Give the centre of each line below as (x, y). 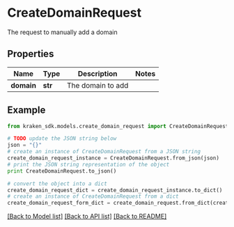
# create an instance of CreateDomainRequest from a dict (93, 196)
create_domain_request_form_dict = (59, 203)
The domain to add (98, 85)
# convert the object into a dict (57, 183)
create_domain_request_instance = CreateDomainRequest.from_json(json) (113, 158)
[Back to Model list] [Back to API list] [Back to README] (87, 217)
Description (97, 73)
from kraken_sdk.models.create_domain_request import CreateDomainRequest (118, 126)
